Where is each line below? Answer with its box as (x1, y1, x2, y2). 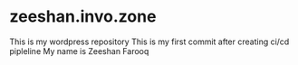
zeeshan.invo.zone (9, 6, 157, 27)
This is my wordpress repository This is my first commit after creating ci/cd (9, 36, 290, 47)
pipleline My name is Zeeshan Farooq (9, 45, 149, 56)
